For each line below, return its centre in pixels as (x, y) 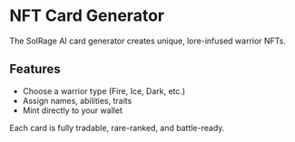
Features (35, 69)
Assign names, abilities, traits (77, 100)
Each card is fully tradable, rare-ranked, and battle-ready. (117, 128)
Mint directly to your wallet (72, 110)
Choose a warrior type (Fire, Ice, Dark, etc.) (104, 90)
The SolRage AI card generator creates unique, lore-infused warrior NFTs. (148, 41)
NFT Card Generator (87, 16)
